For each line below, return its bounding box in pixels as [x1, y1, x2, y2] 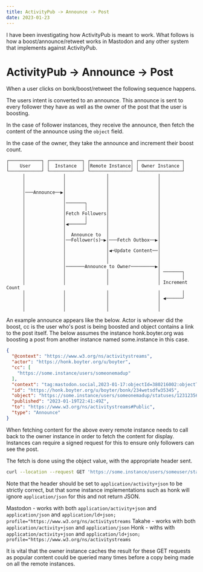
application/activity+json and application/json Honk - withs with [6, 524, 175, 531]
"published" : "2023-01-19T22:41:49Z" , [11, 398, 110, 404]
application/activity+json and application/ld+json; [6, 530, 141, 537]
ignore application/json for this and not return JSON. [6, 493, 141, 500]
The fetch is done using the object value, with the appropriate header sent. [6, 457, 193, 464]
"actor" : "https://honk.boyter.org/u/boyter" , [11, 359, 131, 365]
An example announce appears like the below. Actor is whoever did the [6, 317, 183, 324]
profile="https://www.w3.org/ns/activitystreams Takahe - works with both [6, 517, 196, 524]
